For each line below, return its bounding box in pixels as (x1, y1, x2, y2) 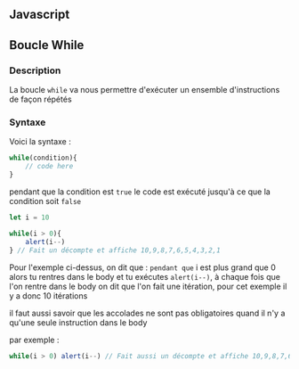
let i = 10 (9, 213, 50, 222)
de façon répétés (9, 94, 73, 105)
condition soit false (9, 196, 82, 206)
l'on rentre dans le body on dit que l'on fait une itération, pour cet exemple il (9, 281, 287, 291)
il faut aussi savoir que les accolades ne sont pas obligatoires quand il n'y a (9, 307, 286, 318)
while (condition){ (9, 153, 77, 163)
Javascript (9, 7, 70, 22)
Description (9, 64, 61, 77)
